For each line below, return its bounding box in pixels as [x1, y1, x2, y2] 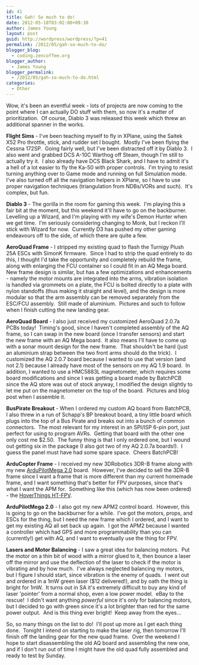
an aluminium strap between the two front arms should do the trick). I [6, 349, 176, 356]
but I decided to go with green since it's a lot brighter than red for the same [6, 602, 190, 610]
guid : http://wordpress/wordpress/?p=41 [6, 36, 108, 42]
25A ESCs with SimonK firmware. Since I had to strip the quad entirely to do [6, 249, 192, 256]
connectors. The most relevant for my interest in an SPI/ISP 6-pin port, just [6, 423, 190, 431]
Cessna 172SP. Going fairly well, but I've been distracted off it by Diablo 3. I [6, 144, 192, 152]
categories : [6, 81, 36, 86]
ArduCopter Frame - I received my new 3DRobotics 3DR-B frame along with [6, 460, 192, 467]
